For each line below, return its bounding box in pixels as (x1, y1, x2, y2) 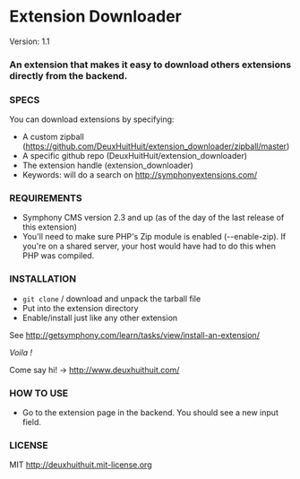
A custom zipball (21, 132, 85, 143)
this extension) (21, 222, 78, 232)
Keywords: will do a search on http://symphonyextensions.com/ (21, 170, 258, 180)
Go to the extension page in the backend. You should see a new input (21, 407, 279, 418)
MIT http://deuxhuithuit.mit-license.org (9, 459, 152, 470)
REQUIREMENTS (9, 192, 82, 205)
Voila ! (9, 347, 33, 358)
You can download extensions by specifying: (9, 114, 175, 125)
